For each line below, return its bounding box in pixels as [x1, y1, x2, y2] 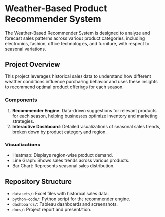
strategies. [12, 118, 35, 124]
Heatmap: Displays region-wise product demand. [12, 152, 113, 158]
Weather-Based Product [5, 3, 108, 14]
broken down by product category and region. [12, 129, 107, 135]
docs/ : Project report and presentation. [12, 207, 92, 213]
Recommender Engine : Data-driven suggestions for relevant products [12, 108, 157, 114]
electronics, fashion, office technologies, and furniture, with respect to [5, 40, 150, 46]
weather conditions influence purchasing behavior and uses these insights [5, 78, 158, 84]
